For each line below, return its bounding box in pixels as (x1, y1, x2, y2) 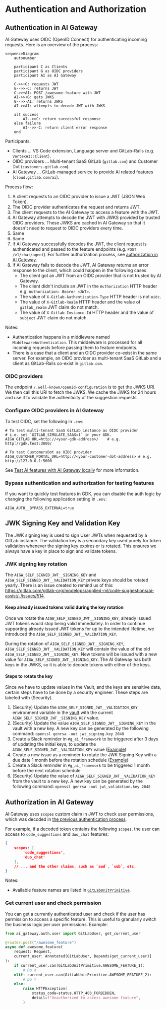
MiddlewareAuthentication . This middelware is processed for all (12, 339, 142, 345)
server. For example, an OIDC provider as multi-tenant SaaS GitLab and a (12, 355, 162, 361)
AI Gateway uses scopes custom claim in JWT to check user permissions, (5, 811, 155, 817)
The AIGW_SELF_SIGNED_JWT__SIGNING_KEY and (5, 572, 97, 577)
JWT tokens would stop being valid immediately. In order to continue (5, 621, 145, 627)
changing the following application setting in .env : (5, 496, 107, 502)
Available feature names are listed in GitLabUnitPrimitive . (12, 887, 131, 893)
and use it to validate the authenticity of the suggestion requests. (5, 395, 138, 401)
